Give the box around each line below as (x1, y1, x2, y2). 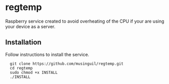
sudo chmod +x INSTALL (10, 70, 58, 75)
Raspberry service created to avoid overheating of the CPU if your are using (5, 18, 164, 24)
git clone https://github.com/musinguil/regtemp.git (10, 61, 124, 66)
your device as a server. (5, 23, 56, 29)
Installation (5, 38, 42, 47)
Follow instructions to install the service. (5, 51, 90, 57)
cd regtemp (10, 65, 33, 70)
